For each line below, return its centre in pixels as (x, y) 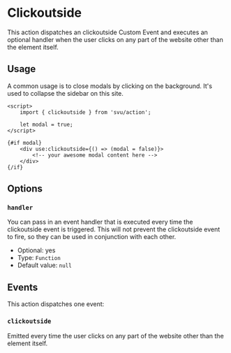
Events (23, 287)
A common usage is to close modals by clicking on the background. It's (110, 86)
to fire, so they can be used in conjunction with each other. (92, 237)
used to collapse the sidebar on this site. (66, 93)
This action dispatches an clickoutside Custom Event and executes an (107, 32)
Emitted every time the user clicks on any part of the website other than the (116, 336)
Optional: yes (36, 250)
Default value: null (44, 265)
